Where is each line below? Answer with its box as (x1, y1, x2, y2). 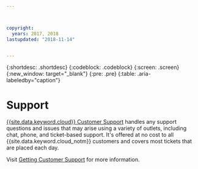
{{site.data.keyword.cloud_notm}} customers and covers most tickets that (6, 138, 193, 145)
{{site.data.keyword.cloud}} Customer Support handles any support (6, 118, 177, 126)
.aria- (137, 70, 151, 77)
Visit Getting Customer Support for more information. (6, 156, 140, 164)
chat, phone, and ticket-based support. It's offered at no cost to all (6, 131, 174, 138)
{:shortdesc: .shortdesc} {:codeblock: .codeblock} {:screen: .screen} (6, 63, 180, 71)
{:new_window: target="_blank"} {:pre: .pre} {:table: (6, 70, 136, 77)
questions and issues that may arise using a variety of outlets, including (6, 124, 187, 132)
